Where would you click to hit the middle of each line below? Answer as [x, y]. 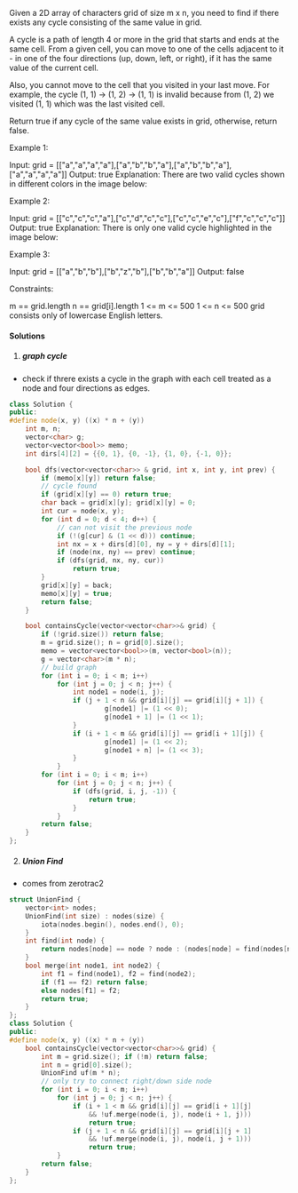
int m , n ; [43, 429]
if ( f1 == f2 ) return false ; [95, 982]
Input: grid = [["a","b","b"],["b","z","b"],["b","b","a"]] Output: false [127, 271]
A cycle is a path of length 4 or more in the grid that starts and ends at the [144, 40]
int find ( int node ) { [65, 941]
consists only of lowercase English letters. [86, 315]
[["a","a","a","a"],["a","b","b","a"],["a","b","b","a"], [144, 165]
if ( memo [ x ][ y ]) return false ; [99, 478]
